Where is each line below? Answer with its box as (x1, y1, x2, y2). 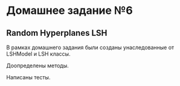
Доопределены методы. (6, 62, 69, 69)
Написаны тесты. (6, 74, 51, 81)
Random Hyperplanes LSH (6, 28, 108, 38)
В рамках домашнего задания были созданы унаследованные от (6, 44, 175, 51)
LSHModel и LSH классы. (6, 50, 71, 58)
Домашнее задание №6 (6, 4, 133, 18)
